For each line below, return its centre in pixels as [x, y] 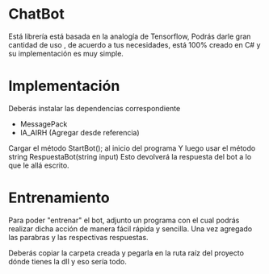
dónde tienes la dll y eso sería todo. [67, 261]
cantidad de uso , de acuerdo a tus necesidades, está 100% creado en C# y [134, 44]
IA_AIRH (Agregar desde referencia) [80, 132]
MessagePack [44, 124]
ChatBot [36, 14]
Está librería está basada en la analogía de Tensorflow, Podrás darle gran [130, 36]
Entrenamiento [59, 198]
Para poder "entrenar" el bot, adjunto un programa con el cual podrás [124, 220]
